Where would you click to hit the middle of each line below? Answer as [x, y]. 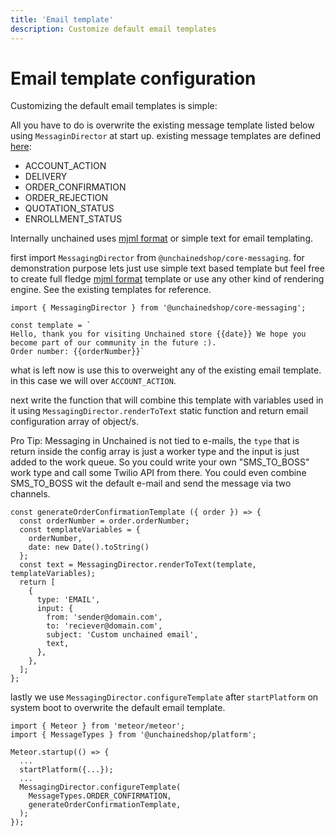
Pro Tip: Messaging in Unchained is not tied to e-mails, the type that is [155, 441]
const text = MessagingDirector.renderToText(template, [138, 565]
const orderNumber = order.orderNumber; [104, 521]
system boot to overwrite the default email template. [118, 708]
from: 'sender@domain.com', [104, 617]
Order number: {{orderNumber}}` [77, 352]
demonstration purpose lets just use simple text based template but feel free [167, 268]
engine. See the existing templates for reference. [111, 290]
